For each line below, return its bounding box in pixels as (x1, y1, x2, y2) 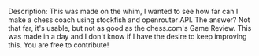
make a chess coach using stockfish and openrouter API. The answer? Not (8, 15, 250, 24)
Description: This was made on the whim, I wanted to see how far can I (8, 7, 239, 16)
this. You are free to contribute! (8, 40, 109, 50)
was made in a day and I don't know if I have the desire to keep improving (8, 32, 247, 41)
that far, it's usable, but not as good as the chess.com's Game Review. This (8, 24, 252, 32)
